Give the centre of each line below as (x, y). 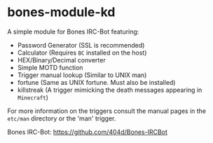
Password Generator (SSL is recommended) (81, 45)
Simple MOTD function (50, 67)
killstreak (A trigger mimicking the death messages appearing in (110, 90)
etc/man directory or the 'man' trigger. (62, 118)
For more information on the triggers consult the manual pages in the (107, 111)
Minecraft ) (33, 97)
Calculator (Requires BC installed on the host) (82, 53)
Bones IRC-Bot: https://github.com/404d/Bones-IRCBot (88, 132)
